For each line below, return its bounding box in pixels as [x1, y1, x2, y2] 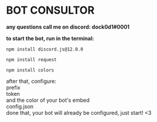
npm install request [6, 57, 57, 62]
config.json [6, 102, 34, 110]
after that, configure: [6, 77, 56, 85]
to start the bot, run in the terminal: [6, 35, 94, 42]
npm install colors [6, 67, 55, 73]
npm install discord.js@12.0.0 [6, 46, 84, 52]
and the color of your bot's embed [6, 96, 90, 104]
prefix [6, 84, 21, 91]
